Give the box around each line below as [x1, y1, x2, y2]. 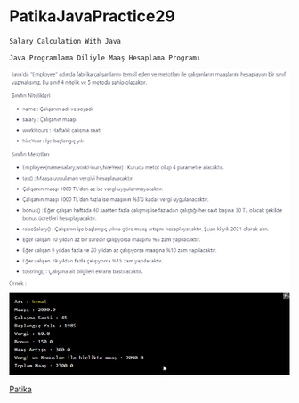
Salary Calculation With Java [9, 36, 122, 45]
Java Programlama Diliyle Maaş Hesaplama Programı [9, 53, 201, 62]
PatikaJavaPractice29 [9, 6, 176, 27]
